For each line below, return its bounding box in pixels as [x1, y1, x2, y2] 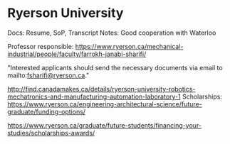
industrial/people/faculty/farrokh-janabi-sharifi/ [7, 50, 147, 58]
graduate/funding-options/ [7, 107, 86, 116]
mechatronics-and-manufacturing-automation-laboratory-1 [7, 92, 181, 101]
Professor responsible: [7, 42, 74, 50]
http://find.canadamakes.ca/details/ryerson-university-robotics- [7, 84, 196, 93]
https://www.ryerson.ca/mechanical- [75, 42, 184, 50]
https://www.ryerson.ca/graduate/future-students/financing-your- [7, 121, 202, 129]
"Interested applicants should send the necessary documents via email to [7, 63, 223, 72]
